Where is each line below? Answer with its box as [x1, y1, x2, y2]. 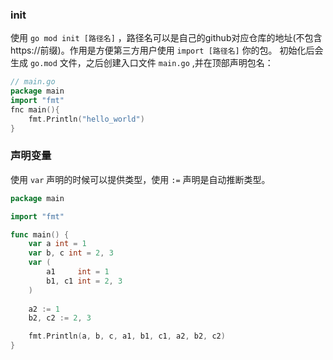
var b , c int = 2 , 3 [28, 248, 114, 258]
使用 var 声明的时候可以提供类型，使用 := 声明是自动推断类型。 [10, 173, 271, 185]
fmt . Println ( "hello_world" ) [28, 114, 145, 124]
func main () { [10, 229, 70, 240]
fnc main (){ [10, 104, 60, 115]
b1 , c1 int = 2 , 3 [46, 276, 123, 286]
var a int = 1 [28, 239, 87, 249]
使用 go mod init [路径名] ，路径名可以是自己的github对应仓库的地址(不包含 [10, 32, 323, 44]
